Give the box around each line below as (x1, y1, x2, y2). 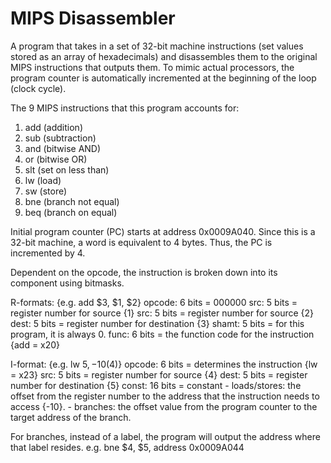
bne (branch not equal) (24, 195, 120, 207)
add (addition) (24, 121, 83, 133)
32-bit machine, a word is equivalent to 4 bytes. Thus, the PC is (10, 236, 273, 248)
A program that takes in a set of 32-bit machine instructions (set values (10, 40, 304, 52)
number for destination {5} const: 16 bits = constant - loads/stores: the (10, 379, 302, 391)
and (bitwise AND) (24, 142, 102, 154)
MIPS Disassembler (10, 7, 176, 30)
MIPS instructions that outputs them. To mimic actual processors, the (10, 61, 295, 73)
